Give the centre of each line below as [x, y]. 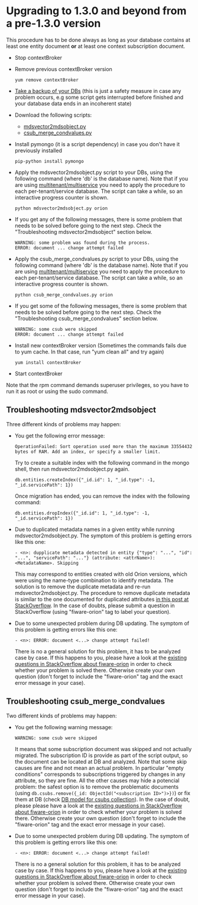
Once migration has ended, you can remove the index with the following [102, 496]
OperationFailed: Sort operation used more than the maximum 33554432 [103, 446]
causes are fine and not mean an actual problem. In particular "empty [99, 768]
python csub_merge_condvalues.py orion [64, 295]
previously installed [38, 150]
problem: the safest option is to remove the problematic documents [97, 787]
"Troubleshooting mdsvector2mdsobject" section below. [83, 231]
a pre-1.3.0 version [53, 23]
